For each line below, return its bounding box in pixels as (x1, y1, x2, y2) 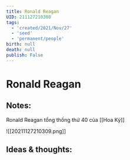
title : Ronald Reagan (6, 8, 59, 15)
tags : (6, 19, 19, 25)
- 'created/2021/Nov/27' (11, 25, 72, 31)
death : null (6, 47, 35, 53)
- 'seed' (11, 30, 33, 36)
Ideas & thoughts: (6, 145, 72, 155)
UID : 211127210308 (6, 14, 51, 20)
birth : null (6, 42, 35, 47)
